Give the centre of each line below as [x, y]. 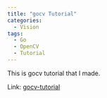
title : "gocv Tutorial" [42, 14]
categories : [25, 20]
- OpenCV [26, 47]
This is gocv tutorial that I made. [54, 73]
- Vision [26, 27]
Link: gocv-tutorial [34, 87]
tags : [15, 33]
